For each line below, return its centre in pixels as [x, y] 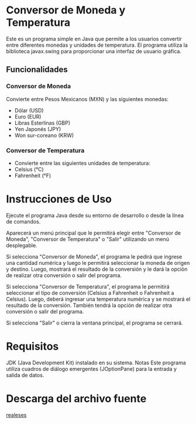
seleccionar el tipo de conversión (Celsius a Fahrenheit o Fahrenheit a [90, 292]
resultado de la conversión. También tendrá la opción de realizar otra [89, 305]
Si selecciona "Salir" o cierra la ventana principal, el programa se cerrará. [94, 323]
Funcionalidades [37, 70]
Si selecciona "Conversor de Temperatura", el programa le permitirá [88, 287]
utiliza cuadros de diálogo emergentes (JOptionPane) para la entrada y [92, 368]
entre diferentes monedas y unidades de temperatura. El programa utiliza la [97, 45]
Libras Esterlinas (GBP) [42, 123]
